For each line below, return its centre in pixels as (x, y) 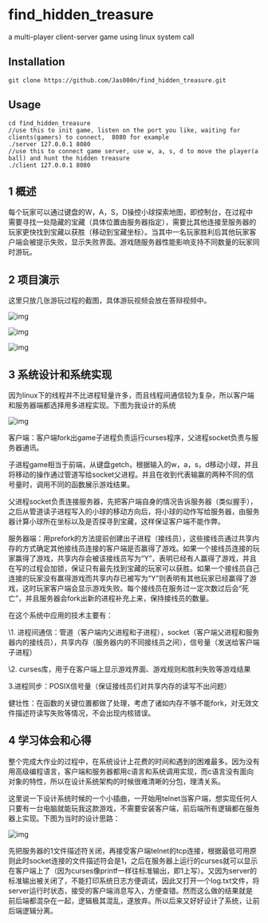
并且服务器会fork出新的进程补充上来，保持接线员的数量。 (119, 598)
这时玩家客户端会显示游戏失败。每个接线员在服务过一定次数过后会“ (132, 588)
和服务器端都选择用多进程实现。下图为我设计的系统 (92, 405)
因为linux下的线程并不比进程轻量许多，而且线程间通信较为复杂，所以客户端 (131, 395)
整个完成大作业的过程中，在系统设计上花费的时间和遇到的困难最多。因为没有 (134, 761)
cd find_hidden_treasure (49, 123)
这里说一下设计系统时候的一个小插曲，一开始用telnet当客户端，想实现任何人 (133, 798)
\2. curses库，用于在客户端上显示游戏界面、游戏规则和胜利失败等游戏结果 (130, 669)
